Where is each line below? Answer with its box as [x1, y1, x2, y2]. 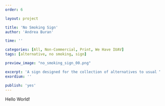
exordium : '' [5, 74, 32, 79]
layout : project [5, 16, 38, 21]
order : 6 [5, 7, 23, 12]
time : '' [5, 38, 23, 43]
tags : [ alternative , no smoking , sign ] [5, 52, 87, 57]
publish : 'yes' [5, 83, 36, 88]
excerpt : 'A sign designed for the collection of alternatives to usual [5, 69, 157, 74]
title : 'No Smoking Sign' [5, 25, 58, 30]
